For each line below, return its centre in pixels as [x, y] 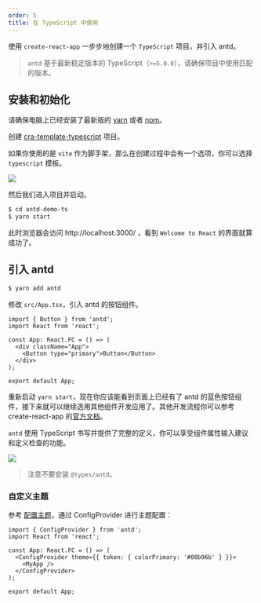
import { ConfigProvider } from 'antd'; [75, 530]
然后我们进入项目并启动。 [49, 195]
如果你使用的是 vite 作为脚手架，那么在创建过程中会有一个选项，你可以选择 [130, 153]
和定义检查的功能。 [39, 442]
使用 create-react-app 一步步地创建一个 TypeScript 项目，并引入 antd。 [124, 46]
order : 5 [22, 15]
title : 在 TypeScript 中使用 [53, 23]
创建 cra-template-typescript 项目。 [66, 137]
